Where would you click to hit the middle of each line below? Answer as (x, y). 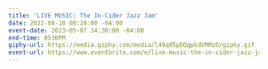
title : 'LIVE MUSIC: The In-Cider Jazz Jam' (83, 15)
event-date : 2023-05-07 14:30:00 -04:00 (77, 30)
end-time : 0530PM (37, 38)
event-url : (26, 52)
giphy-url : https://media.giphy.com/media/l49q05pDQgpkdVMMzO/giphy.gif (132, 45)
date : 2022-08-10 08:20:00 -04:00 (66, 23)
